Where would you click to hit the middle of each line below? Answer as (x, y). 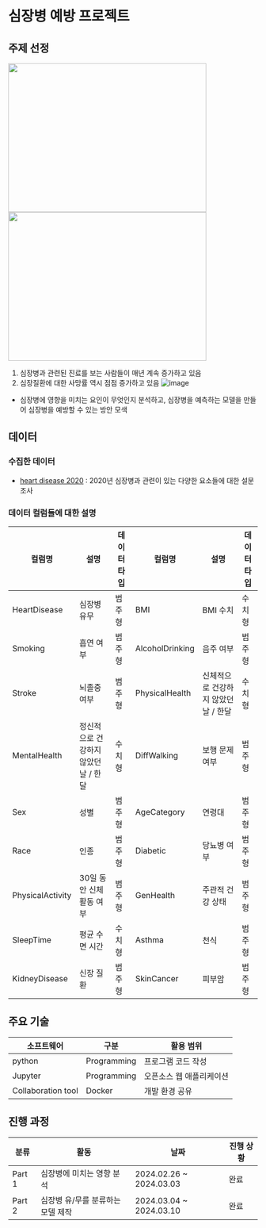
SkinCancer (157, 978)
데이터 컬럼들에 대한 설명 (52, 512)
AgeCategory (160, 812)
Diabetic (150, 850)
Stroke (25, 693)
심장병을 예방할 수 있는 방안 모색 (78, 410)
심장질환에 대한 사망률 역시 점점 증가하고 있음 (89, 383)
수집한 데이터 (32, 462)
